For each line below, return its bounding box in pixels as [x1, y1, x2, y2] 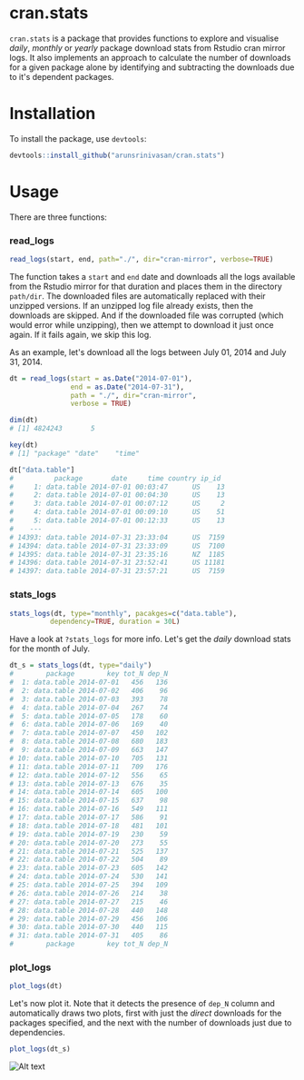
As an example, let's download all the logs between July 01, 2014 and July [9, 346, 287, 357]
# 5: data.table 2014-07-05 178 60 [9, 711, 169, 720]
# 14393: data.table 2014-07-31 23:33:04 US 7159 [9, 532, 225, 542]
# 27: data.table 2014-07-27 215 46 [9, 897, 169, 907]
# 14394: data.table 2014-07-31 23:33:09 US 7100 [9, 541, 225, 550]
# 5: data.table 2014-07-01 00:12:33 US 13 [9, 516, 225, 525]
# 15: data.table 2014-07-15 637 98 [9, 796, 169, 806]
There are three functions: [9, 212, 107, 223]
